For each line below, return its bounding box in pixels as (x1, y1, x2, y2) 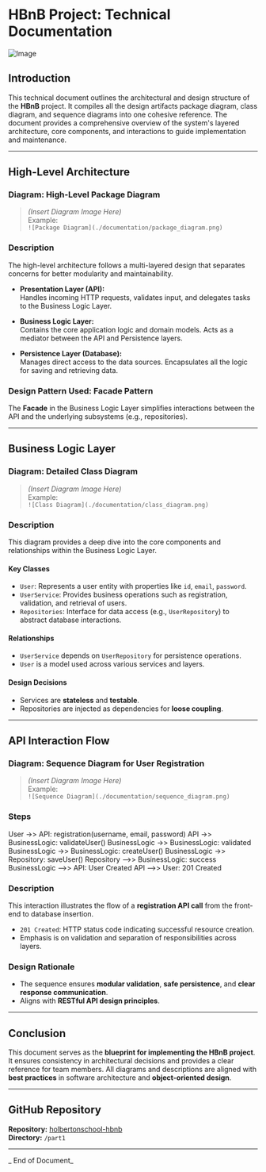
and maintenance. (8, 135, 67, 144)
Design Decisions (8, 678, 67, 687)
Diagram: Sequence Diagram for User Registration (8, 758, 205, 769)
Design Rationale (8, 961, 75, 972)
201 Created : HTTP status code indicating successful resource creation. (19, 924, 255, 934)
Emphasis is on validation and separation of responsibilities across (19, 932, 237, 942)
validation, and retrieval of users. (19, 598, 127, 608)
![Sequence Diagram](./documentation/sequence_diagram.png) (27, 793, 230, 801)
